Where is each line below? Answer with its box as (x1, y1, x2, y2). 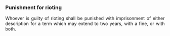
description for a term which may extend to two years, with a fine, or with (5, 20, 165, 26)
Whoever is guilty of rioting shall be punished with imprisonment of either (5, 15, 165, 21)
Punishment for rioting (5, 4, 62, 11)
